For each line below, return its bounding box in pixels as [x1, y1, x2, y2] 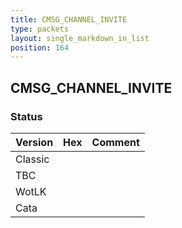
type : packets [10, 24, 70, 34]
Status [10, 109, 43, 123]
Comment [91, 135, 140, 149]
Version [15, 135, 54, 149]
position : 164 [10, 42, 70, 53]
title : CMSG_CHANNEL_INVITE [10, 14, 128, 25]
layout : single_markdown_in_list [10, 33, 150, 43]
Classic [15, 152, 50, 166]
